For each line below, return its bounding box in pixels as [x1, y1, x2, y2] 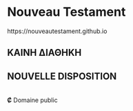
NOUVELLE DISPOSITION [7, 70, 117, 82]
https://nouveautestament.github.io [7, 27, 108, 35]
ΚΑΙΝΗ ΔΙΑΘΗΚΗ [7, 47, 82, 59]
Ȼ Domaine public [7, 96, 58, 104]
